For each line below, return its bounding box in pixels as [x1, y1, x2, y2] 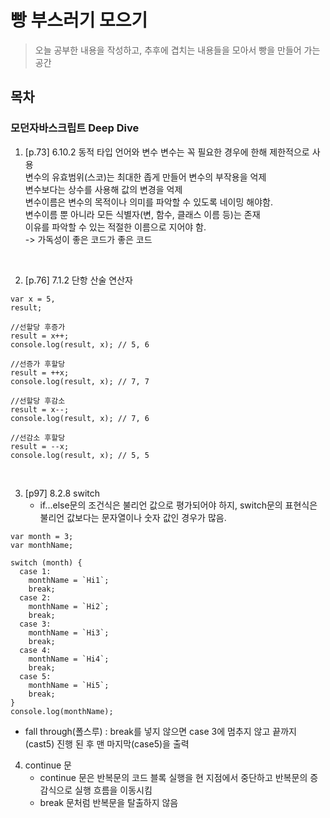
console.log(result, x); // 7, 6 [10, 413, 150, 423]
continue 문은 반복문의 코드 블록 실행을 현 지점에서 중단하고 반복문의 [39, 771, 308, 783]
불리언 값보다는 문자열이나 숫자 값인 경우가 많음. [39, 511, 227, 523]
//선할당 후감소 [10, 396, 66, 406]
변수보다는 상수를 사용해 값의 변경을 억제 [24, 183, 183, 195]
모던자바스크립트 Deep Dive [10, 121, 140, 135]
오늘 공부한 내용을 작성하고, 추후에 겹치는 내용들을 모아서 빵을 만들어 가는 [34, 44, 321, 56]
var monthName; [10, 540, 74, 550]
